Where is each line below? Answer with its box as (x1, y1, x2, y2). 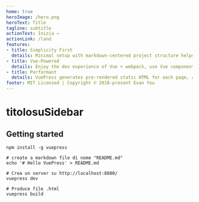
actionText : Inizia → (6, 31, 60, 37)
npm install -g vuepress (6, 145, 68, 151)
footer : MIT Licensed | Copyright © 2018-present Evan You (6, 80, 155, 86)
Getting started (6, 129, 64, 139)
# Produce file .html (6, 186, 60, 192)
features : (6, 42, 31, 48)
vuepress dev (6, 175, 38, 181)
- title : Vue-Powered (6, 58, 60, 64)
